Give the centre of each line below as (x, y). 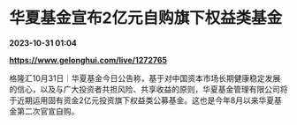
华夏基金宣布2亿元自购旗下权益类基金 (146, 18)
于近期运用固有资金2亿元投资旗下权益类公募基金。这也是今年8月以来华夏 (142, 100)
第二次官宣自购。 (48, 111)
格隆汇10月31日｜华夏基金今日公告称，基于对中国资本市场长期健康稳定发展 (145, 78)
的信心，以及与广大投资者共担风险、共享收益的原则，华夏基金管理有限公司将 (148, 89)
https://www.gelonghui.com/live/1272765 (88, 60)
